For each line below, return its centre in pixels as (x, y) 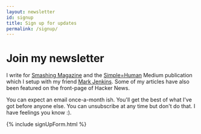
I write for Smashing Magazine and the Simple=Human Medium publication (100, 75)
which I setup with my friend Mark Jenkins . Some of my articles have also (98, 81)
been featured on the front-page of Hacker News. (68, 88)
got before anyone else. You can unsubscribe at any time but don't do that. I (101, 106)
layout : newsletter (31, 12)
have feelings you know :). (39, 113)
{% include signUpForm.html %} (46, 124)
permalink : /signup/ (32, 29)
